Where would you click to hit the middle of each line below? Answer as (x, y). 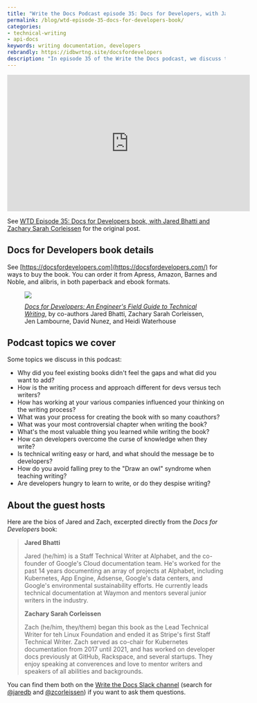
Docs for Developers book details (81, 250)
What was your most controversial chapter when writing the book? (112, 424)
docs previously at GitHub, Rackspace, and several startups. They (118, 657)
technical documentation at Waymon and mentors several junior (115, 593)
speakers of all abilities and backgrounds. (83, 671)
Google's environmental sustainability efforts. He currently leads (116, 586)
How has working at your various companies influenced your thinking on (121, 402)
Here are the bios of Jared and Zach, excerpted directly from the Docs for (113, 522)
